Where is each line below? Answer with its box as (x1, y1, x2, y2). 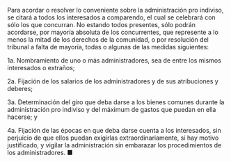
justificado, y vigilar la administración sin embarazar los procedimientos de (7, 141, 222, 149)
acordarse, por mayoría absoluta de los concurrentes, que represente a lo (7, 28, 219, 36)
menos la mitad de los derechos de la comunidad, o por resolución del (7, 35, 209, 44)
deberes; (7, 85, 33, 92)
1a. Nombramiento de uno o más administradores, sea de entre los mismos (7, 56, 221, 65)
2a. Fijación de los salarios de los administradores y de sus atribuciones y (7, 77, 219, 86)
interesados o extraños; (7, 64, 75, 72)
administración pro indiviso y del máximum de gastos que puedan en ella (7, 106, 216, 113)
